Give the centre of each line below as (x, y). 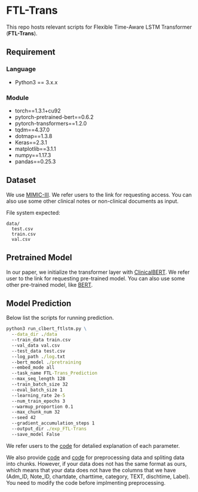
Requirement (31, 52)
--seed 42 (24, 418)
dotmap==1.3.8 (33, 136)
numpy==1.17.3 (33, 155)
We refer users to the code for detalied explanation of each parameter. (93, 445)
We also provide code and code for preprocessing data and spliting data (95, 457)
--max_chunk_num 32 (36, 412)
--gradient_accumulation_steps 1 (53, 423)
